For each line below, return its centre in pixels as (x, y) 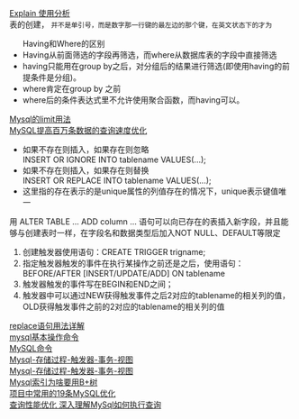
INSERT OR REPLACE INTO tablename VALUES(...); (117, 180)
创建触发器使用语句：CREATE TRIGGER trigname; (114, 252)
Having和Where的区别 (63, 44)
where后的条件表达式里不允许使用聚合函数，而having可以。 (133, 100)
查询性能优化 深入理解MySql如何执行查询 (86, 405)
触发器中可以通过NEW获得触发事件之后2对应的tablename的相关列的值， (156, 295)
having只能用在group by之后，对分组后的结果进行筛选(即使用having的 (152, 66)
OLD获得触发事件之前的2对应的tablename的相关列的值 (123, 306)
